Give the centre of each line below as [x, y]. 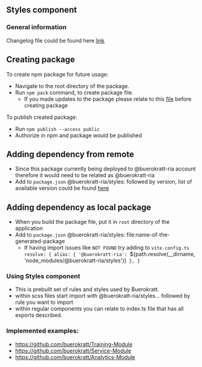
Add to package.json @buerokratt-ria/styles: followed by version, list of [103, 182]
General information [36, 27]
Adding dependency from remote [70, 154]
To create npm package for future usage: [57, 74]
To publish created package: [42, 117]
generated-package [40, 241]
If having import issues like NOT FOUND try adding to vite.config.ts [106, 247]
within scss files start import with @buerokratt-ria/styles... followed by [103, 296]
